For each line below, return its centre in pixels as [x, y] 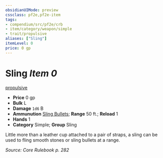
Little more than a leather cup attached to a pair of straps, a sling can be [81, 134]
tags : [11, 19]
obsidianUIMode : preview [32, 10]
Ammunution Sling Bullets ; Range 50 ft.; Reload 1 [65, 114]
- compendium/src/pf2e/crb [34, 24]
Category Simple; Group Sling [45, 125]
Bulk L [19, 103]
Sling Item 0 [31, 73]
